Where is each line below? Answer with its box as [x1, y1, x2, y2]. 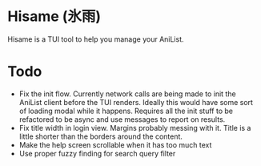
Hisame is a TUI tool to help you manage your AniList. [7, 34, 185, 44]
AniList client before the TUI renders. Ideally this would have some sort [18, 97, 254, 107]
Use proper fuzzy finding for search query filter [18, 148, 176, 158]
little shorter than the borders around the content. [18, 132, 183, 141]
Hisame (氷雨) [7, 7, 102, 26]
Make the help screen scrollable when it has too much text [18, 140, 212, 149]
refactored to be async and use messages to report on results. [18, 114, 226, 124]
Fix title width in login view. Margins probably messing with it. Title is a [18, 123, 251, 132]
